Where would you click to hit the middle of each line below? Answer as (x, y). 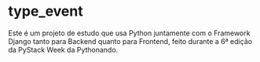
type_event (46, 11)
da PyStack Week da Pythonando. (63, 49)
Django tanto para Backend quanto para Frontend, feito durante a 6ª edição (130, 41)
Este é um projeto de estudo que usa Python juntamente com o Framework (129, 33)
